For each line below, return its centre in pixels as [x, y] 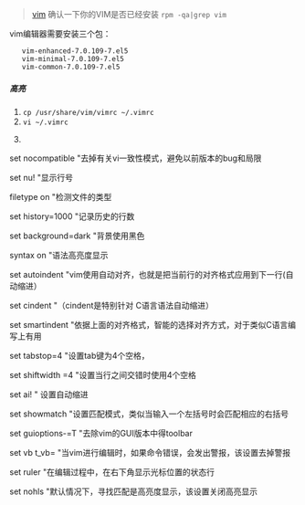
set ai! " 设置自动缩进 [49, 394]
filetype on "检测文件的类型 [61, 196]
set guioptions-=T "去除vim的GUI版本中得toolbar [101, 433]
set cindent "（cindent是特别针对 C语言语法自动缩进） [112, 305]
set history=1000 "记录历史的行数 [72, 216]
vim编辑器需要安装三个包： [60, 34]
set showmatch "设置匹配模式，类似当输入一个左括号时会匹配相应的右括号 [149, 414]
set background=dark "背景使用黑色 [77, 236]
